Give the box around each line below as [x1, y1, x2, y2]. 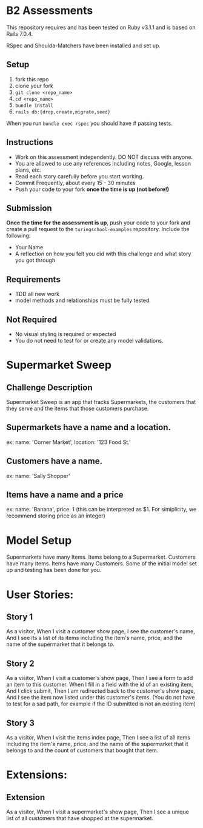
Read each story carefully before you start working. [15, 172, 144, 180]
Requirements [6, 274, 61, 284]
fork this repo [15, 75, 49, 82]
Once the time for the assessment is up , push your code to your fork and [6, 219, 191, 226]
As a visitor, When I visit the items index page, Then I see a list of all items [6, 734, 191, 741]
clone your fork [15, 82, 53, 89]
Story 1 [6, 611, 33, 622]
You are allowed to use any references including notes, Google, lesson [15, 160, 191, 167]
